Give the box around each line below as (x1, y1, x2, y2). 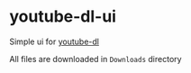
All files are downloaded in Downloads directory (9, 53, 182, 64)
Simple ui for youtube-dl (9, 36, 99, 47)
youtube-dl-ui (9, 6, 117, 27)
